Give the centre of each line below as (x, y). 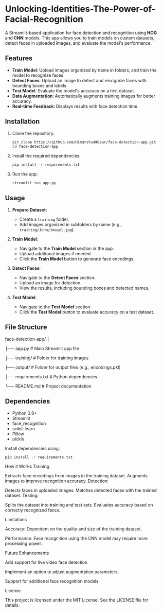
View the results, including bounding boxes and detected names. (84, 288)
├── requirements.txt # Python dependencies (51, 376)
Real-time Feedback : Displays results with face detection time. (75, 106)
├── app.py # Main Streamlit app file (42, 348)
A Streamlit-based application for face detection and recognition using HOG (81, 33)
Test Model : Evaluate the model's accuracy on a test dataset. (73, 90)
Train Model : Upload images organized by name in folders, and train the (84, 70)
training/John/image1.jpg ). (47, 229)
